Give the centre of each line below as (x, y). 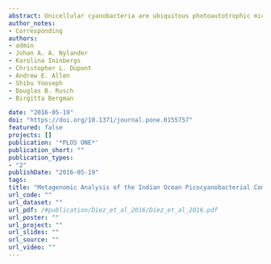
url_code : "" (30, 195)
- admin (21, 46)
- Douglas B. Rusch (41, 91)
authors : (23, 38)
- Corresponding (35, 31)
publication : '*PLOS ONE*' (54, 142)
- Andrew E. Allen (39, 76)
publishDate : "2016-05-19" (54, 173)
